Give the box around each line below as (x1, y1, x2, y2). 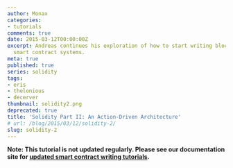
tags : (7, 74, 23, 82)
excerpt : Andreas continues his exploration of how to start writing (7, 42, 213, 49)
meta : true (7, 56, 39, 62)
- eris (7, 81, 26, 88)
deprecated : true (7, 107, 58, 114)
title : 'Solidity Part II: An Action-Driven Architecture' (7, 113, 182, 120)
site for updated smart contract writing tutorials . (7, 153, 150, 161)
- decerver (7, 94, 39, 101)
